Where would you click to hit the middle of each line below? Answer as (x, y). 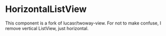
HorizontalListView (46, 9)
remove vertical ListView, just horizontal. (47, 28)
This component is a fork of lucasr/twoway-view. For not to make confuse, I (83, 23)
